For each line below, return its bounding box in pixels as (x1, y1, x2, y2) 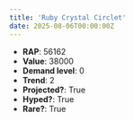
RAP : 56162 (22, 46, 67, 56)
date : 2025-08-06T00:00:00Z (9, 22, 115, 30)
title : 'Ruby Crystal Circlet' (9, 13, 127, 22)
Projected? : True (22, 84, 86, 95)
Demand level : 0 (22, 65, 85, 76)
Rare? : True (22, 103, 67, 114)
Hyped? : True (22, 93, 75, 104)
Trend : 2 (22, 74, 56, 85)
